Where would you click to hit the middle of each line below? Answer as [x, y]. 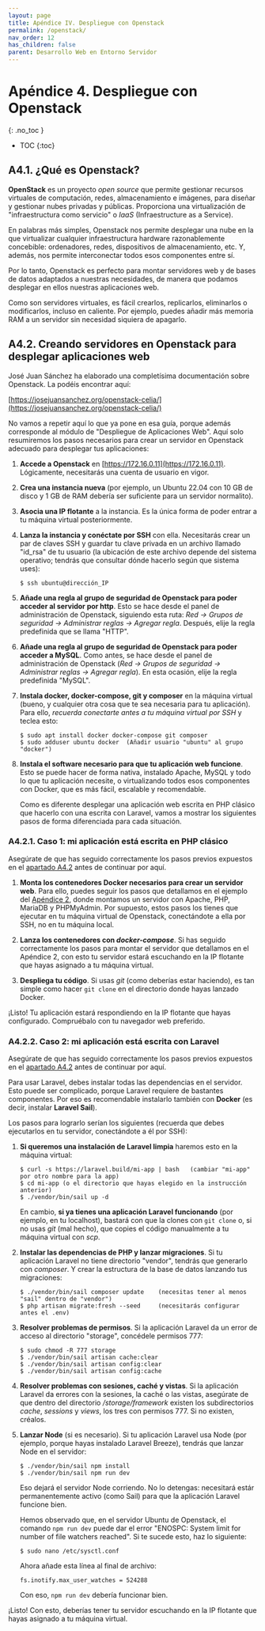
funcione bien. [43, 1504]
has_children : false [42, 45]
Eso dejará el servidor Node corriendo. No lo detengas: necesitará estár [137, 1488]
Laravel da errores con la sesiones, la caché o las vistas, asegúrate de [134, 1394]
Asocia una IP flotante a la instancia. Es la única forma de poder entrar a [138, 511]
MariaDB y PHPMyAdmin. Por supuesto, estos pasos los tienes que [129, 907]
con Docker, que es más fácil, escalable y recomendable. [113, 789]
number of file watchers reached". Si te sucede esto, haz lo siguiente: [133, 1537]
